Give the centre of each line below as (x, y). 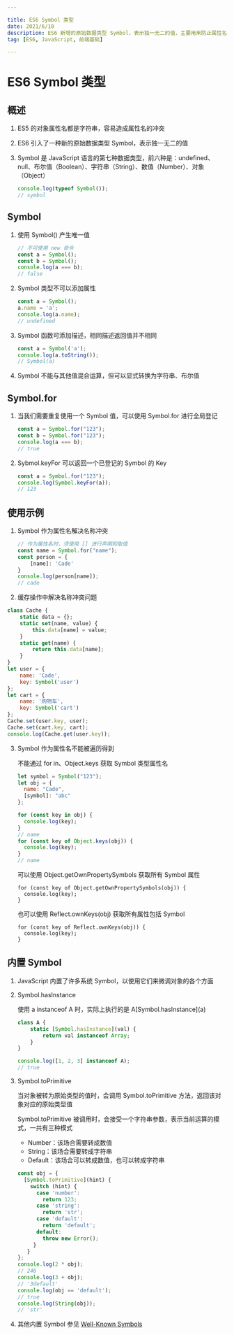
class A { (32, 1022)
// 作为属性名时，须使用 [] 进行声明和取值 (72, 544)
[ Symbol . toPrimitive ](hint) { (68, 1180)
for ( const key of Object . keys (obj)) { (75, 841)
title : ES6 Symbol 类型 (41, 20)
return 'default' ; (69, 1225)
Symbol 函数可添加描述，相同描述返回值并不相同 (87, 335)
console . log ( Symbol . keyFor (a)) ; (64, 483)
